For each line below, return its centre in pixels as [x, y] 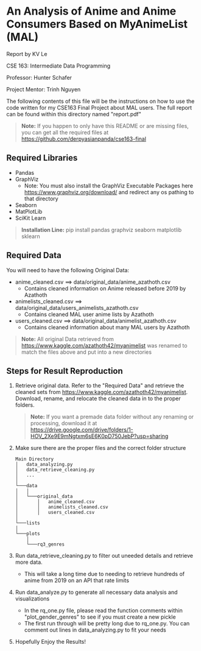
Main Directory [34, 459]
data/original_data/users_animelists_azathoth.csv [77, 308]
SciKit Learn [30, 218]
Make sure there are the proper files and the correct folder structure [100, 448]
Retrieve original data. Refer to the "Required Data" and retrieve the [100, 385]
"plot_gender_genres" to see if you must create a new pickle [100, 617]
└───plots [28, 534]
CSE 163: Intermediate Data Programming [58, 66]
